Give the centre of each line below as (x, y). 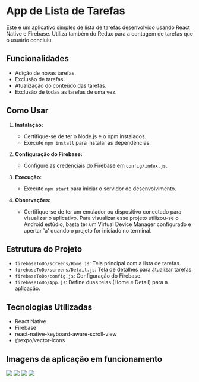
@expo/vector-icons (40, 340)
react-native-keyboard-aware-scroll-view (66, 334)
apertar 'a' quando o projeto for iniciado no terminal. (88, 230)
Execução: (28, 177)
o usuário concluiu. (30, 40)
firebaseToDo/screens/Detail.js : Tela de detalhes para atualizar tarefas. (104, 270)
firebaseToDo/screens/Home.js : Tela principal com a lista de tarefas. (98, 263)
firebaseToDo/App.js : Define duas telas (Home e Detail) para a (91, 282)
